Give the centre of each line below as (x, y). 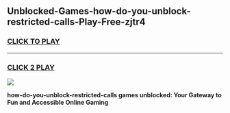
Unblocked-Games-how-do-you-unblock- (99, 11)
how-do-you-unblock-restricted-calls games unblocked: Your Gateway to (115, 95)
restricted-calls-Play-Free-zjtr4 (76, 22)
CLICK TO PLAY (34, 42)
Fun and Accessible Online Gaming (58, 102)
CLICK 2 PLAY (31, 67)
